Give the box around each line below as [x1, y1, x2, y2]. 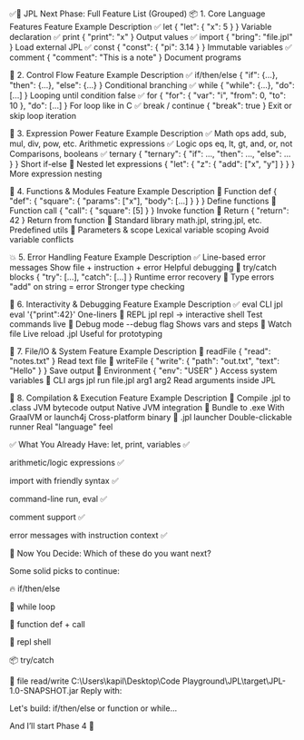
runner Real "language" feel [9, 421, 113, 432]
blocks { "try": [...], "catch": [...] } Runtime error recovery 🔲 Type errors [9, 271, 275, 282]
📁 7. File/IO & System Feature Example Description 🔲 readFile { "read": [9, 346, 271, 357]
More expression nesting [9, 168, 103, 179]
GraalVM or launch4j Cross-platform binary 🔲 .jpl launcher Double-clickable [9, 412, 292, 422]
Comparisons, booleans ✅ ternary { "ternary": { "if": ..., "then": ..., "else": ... [9, 149, 291, 159]
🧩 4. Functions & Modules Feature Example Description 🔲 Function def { [9, 186, 278, 196]
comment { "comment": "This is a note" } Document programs [9, 52, 242, 63]
